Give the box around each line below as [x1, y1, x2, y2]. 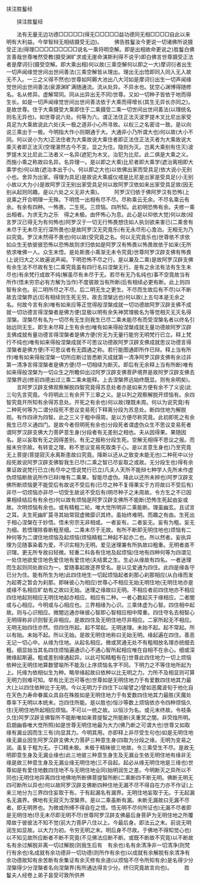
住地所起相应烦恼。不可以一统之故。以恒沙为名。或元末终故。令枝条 [23, 706, 192, 713]
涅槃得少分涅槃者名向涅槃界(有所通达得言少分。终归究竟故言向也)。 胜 [6, 864, 190, 871]
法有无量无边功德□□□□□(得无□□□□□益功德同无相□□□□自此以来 [16, 31, 191, 38]
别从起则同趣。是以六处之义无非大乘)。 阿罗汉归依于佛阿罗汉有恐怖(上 [6, 189, 190, 195]
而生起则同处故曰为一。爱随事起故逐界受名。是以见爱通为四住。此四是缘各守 [6, 564, 195, 571]
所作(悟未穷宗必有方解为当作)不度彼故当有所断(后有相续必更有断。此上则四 [6, 279, 190, 285]
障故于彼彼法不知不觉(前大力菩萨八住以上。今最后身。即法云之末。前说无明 [6, 819, 192, 826]
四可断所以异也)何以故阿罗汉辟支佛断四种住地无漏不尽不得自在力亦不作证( [6, 781, 188, 789]
